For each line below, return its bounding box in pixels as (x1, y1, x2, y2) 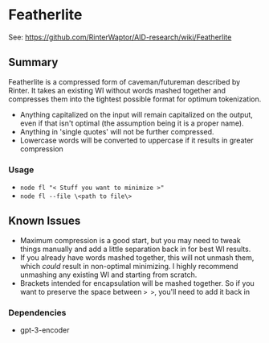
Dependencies (8, 307, 67, 318)
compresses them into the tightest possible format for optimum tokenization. (8, 94, 262, 104)
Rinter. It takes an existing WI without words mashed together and (8, 85, 226, 95)
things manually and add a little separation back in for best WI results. (19, 244, 251, 254)
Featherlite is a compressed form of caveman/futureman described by (8, 76, 241, 86)
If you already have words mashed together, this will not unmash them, (19, 252, 255, 262)
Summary (8, 56, 59, 69)
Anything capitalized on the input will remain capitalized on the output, (19, 110, 253, 119)
